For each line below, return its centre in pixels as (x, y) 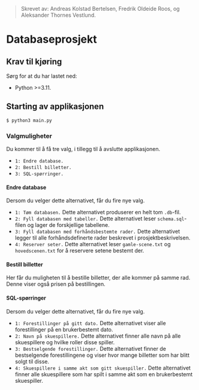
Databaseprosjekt (52, 39)
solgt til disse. (32, 361)
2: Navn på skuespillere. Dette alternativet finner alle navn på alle (98, 336)
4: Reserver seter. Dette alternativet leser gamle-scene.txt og (93, 244)
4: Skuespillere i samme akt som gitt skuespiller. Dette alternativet (102, 368)
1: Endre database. (39, 161)
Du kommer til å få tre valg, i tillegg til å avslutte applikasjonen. (83, 149)
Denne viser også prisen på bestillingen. (56, 284)
